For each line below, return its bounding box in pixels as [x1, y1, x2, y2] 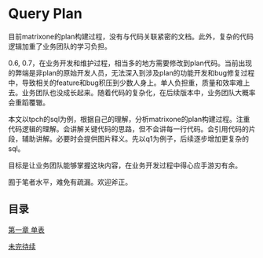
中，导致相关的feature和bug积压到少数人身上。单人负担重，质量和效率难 [8, 78, 243, 87]
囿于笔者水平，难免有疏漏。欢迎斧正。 [8, 177, 132, 186]
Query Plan [8, 5, 82, 23]
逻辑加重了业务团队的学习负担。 [8, 41, 111, 51]
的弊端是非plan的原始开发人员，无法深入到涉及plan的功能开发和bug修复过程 [8, 68, 255, 77]
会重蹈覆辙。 [8, 98, 49, 107]
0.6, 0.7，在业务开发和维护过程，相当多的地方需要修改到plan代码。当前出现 [8, 58, 253, 68]
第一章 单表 [8, 225, 45, 234]
